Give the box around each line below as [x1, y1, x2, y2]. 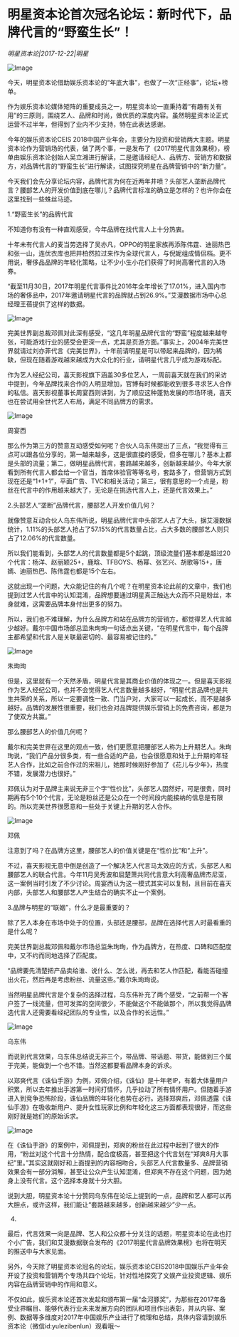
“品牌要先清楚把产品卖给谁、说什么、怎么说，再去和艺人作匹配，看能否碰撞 [7, 966, 229, 975]
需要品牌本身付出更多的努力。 [38, 599, 126, 608]
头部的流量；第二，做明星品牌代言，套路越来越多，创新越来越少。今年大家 [13, 458, 232, 467]
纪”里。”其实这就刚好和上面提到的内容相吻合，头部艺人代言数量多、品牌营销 [7, 1158, 228, 1167]
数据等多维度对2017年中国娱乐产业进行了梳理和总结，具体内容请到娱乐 [19, 1313, 227, 1321]
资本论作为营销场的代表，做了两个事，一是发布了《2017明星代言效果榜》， [7, 144, 224, 152]
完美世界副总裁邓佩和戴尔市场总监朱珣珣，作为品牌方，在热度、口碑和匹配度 [7, 942, 232, 950]
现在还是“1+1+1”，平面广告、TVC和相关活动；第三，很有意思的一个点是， [7, 476, 223, 485]
